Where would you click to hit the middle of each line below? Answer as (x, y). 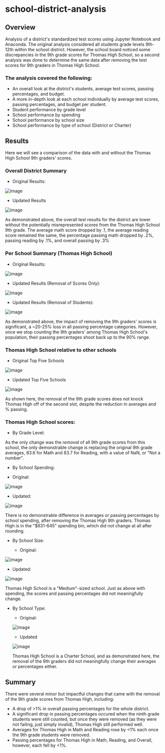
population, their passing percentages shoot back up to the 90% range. (78, 337)
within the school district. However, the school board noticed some (82, 50)
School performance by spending (46, 115)
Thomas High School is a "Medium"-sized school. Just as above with (75, 588)
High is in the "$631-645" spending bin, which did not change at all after (79, 526)
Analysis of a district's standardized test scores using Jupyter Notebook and (83, 39)
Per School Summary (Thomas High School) (59, 253)
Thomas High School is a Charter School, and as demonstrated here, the (86, 656)
